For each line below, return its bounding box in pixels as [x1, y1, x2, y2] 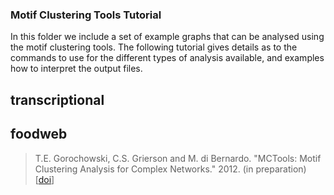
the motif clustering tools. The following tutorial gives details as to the [10, 41, 298, 53]
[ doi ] [34, 173, 55, 185]
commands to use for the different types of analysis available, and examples [10, 52, 325, 64]
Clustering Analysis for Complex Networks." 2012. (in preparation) [34, 163, 307, 175]
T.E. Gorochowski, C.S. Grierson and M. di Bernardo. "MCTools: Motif [34, 152, 322, 164]
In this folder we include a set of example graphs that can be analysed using [10, 31, 325, 43]
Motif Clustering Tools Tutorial [10, 8, 162, 22]
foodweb [10, 126, 68, 143]
